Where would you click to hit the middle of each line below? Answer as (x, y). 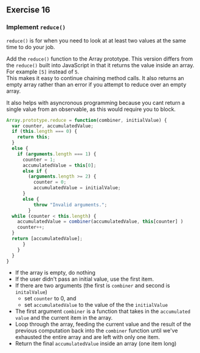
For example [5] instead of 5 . (43, 72)
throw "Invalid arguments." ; (70, 205)
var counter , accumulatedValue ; (53, 126)
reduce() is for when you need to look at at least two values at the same (96, 40)
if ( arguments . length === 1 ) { (57, 154)
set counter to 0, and (50, 298)
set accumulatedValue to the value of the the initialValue (96, 305)
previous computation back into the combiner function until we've (96, 331)
